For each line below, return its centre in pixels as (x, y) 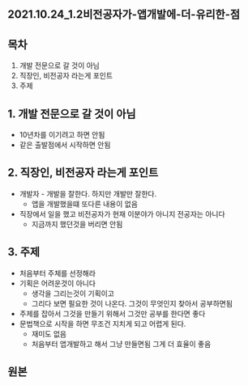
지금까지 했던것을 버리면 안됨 (77, 224)
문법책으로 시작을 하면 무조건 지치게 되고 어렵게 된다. (103, 324)
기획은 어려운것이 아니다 (58, 283)
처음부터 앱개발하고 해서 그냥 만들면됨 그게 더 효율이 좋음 (121, 344)
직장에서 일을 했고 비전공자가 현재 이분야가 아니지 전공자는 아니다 (122, 214)
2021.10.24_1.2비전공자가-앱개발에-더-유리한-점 (124, 15)
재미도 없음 (49, 333)
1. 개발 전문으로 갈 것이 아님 (72, 114)
